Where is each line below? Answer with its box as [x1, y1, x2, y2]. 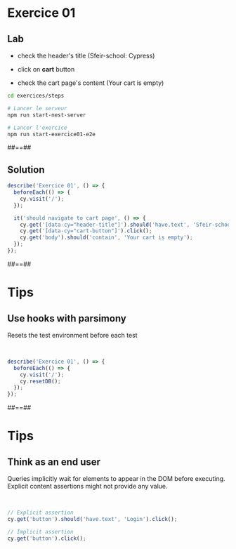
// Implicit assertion [7, 528, 74, 535]
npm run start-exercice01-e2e [7, 131, 96, 138]
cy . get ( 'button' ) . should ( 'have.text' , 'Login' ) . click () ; [7, 516, 178, 523]
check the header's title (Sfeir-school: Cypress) [17, 51, 155, 60]
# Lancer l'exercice [7, 124, 68, 131]
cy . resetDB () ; [20, 378, 61, 385]
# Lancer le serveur [7, 105, 68, 112]
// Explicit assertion [7, 509, 74, 517]
